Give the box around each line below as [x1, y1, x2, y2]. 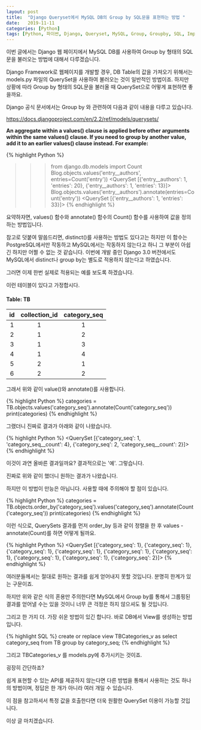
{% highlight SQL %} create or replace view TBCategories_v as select [6, 632, 178, 640]
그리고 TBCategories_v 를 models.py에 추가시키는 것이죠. [6, 652, 142, 659]
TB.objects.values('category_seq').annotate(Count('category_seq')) [6, 404, 172, 411]
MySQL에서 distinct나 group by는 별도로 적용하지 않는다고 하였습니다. [6, 256, 172, 263]
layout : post [6, 8, 39, 15]
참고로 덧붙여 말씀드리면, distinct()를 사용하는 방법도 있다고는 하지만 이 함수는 [6, 234, 188, 241]
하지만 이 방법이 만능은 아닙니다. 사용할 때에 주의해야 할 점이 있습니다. [6, 485, 169, 492]
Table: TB [6, 296, 31, 303]
